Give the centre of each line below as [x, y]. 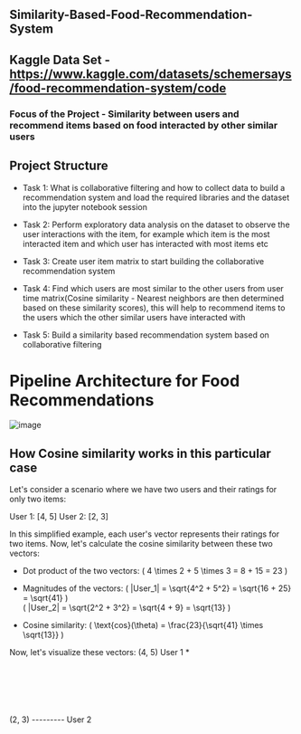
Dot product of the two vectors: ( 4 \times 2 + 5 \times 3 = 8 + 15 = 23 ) [155, 571]
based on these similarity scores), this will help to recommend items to [154, 308]
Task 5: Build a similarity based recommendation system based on [146, 335]
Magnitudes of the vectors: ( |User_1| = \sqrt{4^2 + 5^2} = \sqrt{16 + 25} [157, 588]
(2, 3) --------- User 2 [51, 720]
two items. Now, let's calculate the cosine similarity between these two [141, 544]
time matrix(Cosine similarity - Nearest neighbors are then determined [153, 298]
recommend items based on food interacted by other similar [144, 125]
